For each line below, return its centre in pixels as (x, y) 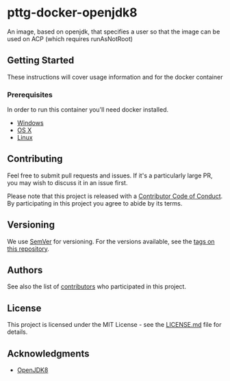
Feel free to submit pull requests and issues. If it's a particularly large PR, (110, 175)
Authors (25, 270)
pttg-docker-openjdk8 (73, 13)
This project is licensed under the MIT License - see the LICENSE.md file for (114, 325)
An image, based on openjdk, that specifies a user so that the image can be (114, 32)
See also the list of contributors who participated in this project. (97, 286)
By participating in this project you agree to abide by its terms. (95, 203)
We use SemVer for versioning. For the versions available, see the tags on (111, 241)
